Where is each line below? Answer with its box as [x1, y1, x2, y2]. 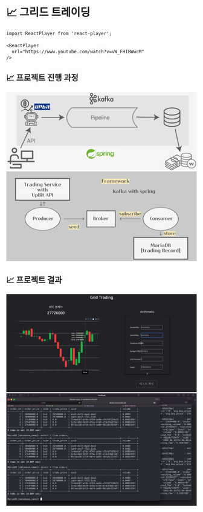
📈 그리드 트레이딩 [6, 5, 91, 19]
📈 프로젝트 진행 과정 [6, 73, 79, 83]
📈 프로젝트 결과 [6, 274, 62, 285]
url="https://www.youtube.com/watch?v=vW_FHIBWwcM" [11, 48, 145, 55]
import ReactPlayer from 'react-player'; [6, 30, 112, 36]
